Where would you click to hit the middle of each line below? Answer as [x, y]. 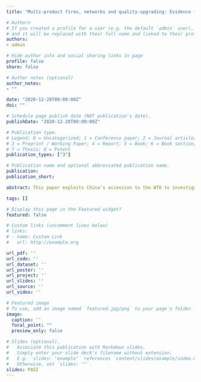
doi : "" [16, 106]
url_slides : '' [25, 281]
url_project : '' [26, 276]
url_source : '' [25, 287]
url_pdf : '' [21, 253]
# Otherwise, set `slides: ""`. [49, 364]
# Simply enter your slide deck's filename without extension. [89, 353]
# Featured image [28, 303]
